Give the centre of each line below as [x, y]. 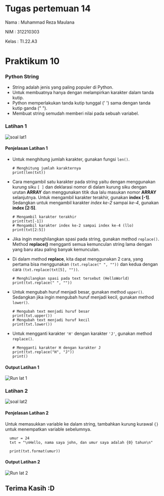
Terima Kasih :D [30, 488]
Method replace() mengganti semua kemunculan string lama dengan [82, 244]
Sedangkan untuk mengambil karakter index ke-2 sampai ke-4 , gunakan [85, 202]
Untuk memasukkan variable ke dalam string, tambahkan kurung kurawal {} [82, 424]
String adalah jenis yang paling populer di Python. [63, 87]
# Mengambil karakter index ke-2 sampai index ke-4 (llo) [73, 225]
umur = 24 [19, 438]
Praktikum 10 [33, 61]
